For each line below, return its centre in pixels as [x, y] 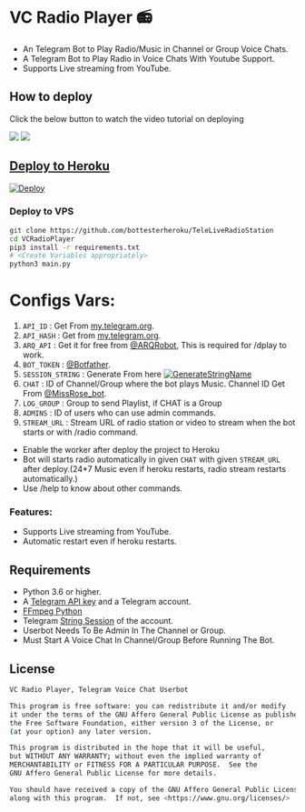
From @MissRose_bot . [64, 394]
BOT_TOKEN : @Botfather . [66, 365]
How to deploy [51, 97]
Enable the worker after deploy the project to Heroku [121, 450]
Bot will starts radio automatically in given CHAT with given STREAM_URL [152, 459]
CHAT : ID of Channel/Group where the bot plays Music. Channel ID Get [154, 384]
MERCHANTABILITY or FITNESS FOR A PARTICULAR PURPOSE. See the [133, 765]
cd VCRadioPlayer [42, 239]
